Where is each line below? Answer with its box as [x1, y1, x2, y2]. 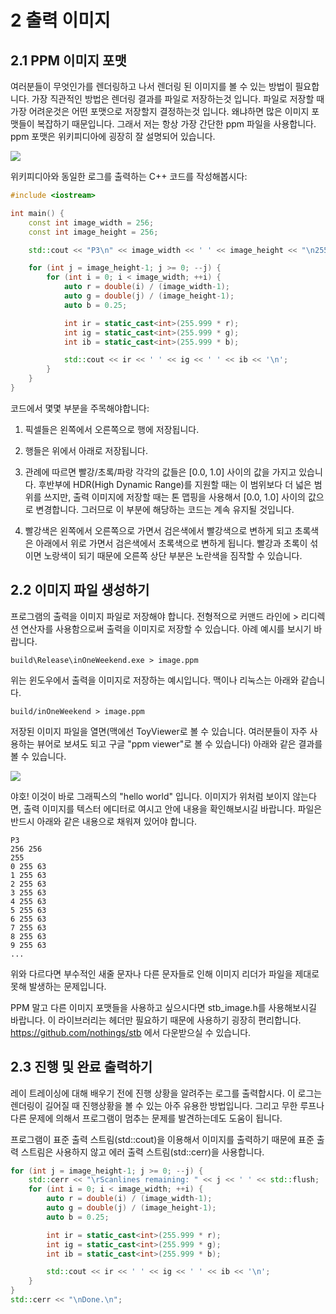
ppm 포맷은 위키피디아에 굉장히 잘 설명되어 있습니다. [10, 131, 216, 142]
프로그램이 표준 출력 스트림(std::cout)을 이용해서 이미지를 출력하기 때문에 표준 [10, 1133, 315, 1145]
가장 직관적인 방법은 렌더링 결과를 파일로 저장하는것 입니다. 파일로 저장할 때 [31, 93, 325, 105]
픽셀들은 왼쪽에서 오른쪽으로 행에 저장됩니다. [24, 423, 200, 435]
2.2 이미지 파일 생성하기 [10, 582, 150, 599]
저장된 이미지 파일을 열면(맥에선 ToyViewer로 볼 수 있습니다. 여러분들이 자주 [10, 725, 308, 737]
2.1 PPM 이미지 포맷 [10, 52, 127, 69]
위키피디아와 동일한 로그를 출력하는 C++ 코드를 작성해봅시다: [10, 171, 248, 182]
